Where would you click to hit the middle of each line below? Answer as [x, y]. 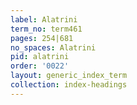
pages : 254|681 [42, 38]
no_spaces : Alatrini [53, 47]
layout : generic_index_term [69, 76]
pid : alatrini [40, 57]
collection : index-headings [69, 85]
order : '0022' [40, 66]
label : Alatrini [44, 19]
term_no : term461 [46, 29]
